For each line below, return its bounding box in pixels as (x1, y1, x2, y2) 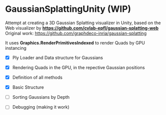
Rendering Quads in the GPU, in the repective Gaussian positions (12, 65, 145, 70)
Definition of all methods (12, 75, 63, 80)
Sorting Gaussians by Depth (12, 94, 70, 100)
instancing (5, 45, 27, 51)
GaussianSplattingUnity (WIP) (5, 3, 131, 15)
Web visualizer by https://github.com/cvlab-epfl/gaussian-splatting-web (5, 25, 159, 31)
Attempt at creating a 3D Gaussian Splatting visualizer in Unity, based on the (5, 20, 161, 26)
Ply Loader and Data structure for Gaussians (12, 54, 103, 60)
